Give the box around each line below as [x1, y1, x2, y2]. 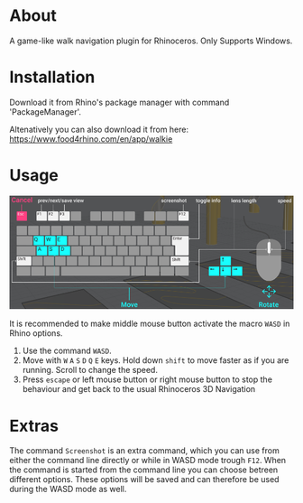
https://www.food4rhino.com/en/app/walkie [9, 133, 173, 144]
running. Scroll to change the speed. [22, 365, 158, 376]
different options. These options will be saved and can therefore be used [9, 474, 280, 485]
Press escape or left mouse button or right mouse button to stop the [22, 374, 273, 385]
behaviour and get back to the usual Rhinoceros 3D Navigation [22, 384, 256, 395]
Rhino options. [9, 328, 63, 339]
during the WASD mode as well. [9, 484, 127, 495]
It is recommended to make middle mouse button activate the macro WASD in [9, 318, 290, 330]
